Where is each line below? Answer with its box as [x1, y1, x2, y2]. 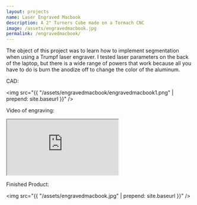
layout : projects [6, 8, 49, 15]
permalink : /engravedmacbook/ [6, 31, 81, 37]
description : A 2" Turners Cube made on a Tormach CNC [6, 20, 145, 26]
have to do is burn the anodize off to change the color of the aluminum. [6, 66, 180, 73]
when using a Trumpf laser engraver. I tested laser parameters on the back [6, 53, 189, 61]
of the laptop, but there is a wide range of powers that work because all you [6, 60, 192, 67]
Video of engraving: [6, 107, 55, 114]
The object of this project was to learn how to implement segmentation [6, 47, 179, 54]
